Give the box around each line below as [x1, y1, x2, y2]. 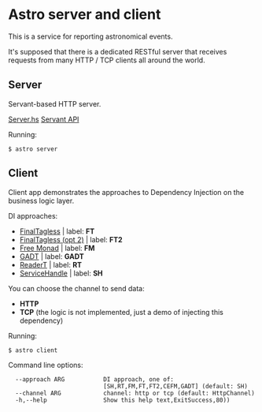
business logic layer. [8, 196, 75, 205]
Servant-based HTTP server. [8, 99, 101, 108]
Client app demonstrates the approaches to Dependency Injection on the [8, 187, 245, 197]
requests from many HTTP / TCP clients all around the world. [8, 55, 206, 65]
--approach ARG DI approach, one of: [15, 375, 175, 384]
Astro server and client [8, 6, 161, 24]
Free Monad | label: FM [19, 243, 95, 253]
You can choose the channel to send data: [8, 283, 146, 293]
